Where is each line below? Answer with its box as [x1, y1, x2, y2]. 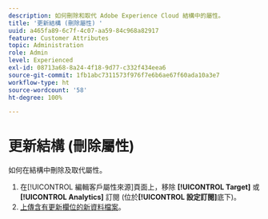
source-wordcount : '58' [8, 86, 88, 94]
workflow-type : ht [8, 78, 70, 86]
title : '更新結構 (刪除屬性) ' [8, 19, 103, 27]
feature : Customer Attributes [8, 34, 110, 42]
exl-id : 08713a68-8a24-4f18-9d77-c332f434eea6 [8, 64, 166, 72]
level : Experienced [8, 57, 74, 65]
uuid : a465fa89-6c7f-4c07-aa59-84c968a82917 [8, 26, 159, 34]
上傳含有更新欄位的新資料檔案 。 [19, 202, 126, 212]
